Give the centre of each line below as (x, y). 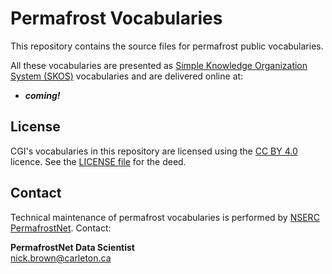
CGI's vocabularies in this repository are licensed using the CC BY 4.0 (154, 151)
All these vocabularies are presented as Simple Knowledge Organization (159, 65)
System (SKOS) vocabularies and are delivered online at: (127, 76)
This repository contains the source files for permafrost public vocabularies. (167, 46)
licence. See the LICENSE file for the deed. (98, 161)
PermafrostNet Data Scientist (72, 247)
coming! (42, 95)
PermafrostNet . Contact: (61, 228)
